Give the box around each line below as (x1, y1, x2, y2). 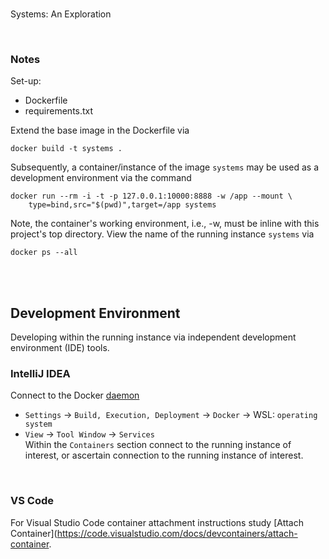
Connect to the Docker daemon (10, 389, 140, 402)
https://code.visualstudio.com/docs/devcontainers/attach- (56, 527, 298, 539)
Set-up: (10, 75, 42, 87)
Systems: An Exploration (10, 8, 112, 20)
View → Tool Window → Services (24, 428, 155, 440)
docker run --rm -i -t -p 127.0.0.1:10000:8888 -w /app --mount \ (10, 191, 293, 202)
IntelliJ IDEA (10, 367, 71, 381)
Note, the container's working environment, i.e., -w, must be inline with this (10, 218, 320, 230)
